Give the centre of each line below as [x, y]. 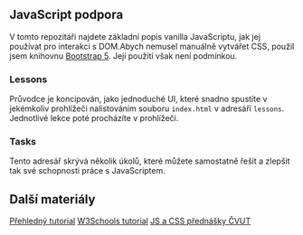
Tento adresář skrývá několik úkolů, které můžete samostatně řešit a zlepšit [150, 161]
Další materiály [52, 199]
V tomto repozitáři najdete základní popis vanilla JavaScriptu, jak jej [135, 36]
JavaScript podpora [66, 15]
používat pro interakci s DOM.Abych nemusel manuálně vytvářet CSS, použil [152, 46]
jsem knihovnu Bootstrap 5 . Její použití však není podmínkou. [123, 56]
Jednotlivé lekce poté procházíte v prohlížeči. [94, 118]
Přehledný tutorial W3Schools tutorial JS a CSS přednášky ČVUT [130, 221]
